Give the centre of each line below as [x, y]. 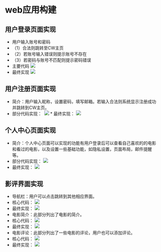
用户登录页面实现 [30, 29]
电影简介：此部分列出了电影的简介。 [48, 215]
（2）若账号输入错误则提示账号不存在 [49, 54]
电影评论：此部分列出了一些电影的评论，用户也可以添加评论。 [73, 233]
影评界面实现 [24, 184]
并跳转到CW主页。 [30, 108]
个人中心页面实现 [30, 131]
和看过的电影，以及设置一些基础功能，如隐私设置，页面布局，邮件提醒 [82, 149]
